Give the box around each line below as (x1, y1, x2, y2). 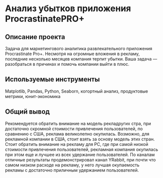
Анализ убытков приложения (5, 3, 131, 14)
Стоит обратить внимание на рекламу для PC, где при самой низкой (5, 141, 148, 147)
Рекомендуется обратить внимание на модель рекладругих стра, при (5, 120, 151, 126)
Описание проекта (5, 33, 65, 41)
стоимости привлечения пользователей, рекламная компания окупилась (5, 146, 158, 152)
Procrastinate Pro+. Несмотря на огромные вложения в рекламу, (5, 51, 140, 57)
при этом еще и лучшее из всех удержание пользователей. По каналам (5, 152, 155, 158)
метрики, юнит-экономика (5, 93, 61, 99)
